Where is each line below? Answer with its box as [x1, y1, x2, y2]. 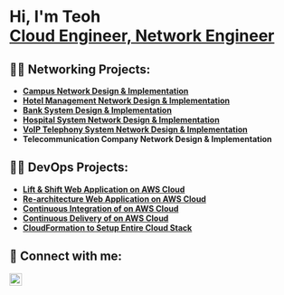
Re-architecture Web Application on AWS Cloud [22, 193, 206, 205]
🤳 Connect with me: [9, 249, 122, 264]
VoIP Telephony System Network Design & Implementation [22, 124, 249, 135]
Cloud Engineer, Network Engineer [9, 25, 275, 46]
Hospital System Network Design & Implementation [22, 115, 220, 125]
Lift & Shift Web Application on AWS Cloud [22, 184, 185, 195]
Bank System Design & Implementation [22, 105, 172, 115]
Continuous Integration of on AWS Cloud [22, 203, 179, 214]
